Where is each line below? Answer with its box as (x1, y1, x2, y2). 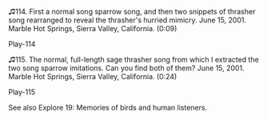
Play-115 (8, 87, 36, 97)
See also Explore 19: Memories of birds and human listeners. (8, 103, 208, 112)
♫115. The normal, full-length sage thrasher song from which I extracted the (8, 55, 260, 64)
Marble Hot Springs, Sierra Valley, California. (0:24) (8, 72, 177, 81)
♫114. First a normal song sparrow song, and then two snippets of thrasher (8, 7, 256, 16)
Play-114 (8, 39, 36, 49)
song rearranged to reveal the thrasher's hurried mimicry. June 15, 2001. (8, 15, 246, 25)
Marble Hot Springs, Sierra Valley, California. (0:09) (8, 24, 177, 33)
